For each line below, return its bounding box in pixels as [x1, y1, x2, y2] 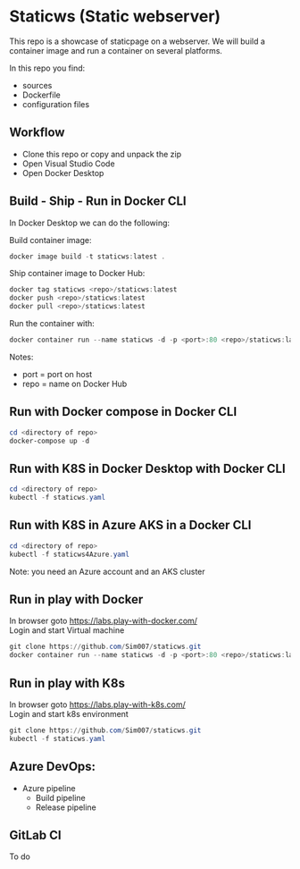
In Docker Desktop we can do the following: [9, 217, 171, 228]
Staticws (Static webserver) [9, 6, 221, 27]
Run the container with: [9, 318, 96, 329]
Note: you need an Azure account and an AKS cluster [9, 566, 205, 577]
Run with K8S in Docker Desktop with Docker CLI [9, 460, 286, 476]
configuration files [21, 98, 90, 109]
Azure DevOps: [9, 759, 96, 774]
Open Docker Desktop [21, 167, 104, 178]
